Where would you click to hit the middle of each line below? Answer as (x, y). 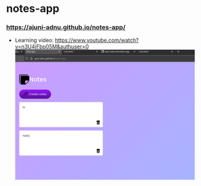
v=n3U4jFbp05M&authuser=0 (52, 47)
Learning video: (34, 40)
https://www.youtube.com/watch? (97, 40)
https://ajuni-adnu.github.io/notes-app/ (66, 28)
